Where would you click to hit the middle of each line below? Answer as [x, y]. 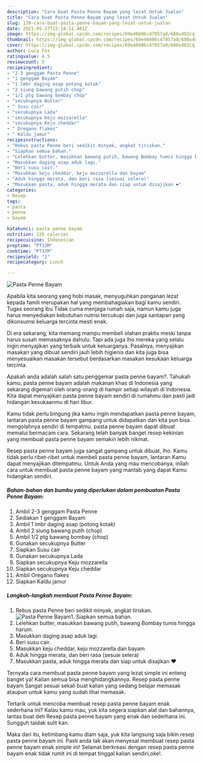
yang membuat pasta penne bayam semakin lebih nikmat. [78, 439]
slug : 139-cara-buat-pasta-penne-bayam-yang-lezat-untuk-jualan [89, 23]
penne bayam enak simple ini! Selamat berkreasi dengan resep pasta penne [100, 747]
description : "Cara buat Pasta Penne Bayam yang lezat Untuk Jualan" [96, 12]
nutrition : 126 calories [38, 234]
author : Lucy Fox [28, 51]
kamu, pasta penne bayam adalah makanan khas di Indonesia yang [90, 383]
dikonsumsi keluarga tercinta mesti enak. [57, 322]
